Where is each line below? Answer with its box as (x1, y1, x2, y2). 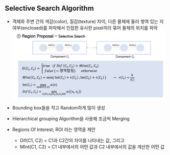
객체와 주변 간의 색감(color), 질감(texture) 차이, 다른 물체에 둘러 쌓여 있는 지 (12, 18, 164, 25)
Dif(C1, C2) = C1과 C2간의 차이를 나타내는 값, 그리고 (19, 137, 125, 143)
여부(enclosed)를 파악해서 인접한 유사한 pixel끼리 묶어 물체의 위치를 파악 (12, 25, 158, 31)
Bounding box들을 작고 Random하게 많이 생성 (12, 104, 105, 110)
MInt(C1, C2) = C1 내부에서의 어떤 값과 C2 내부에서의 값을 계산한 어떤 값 (19, 143, 165, 150)
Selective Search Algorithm (5, 4, 94, 13)
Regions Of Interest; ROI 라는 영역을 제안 (12, 126, 95, 132)
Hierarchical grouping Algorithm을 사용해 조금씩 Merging (12, 115, 130, 122)
